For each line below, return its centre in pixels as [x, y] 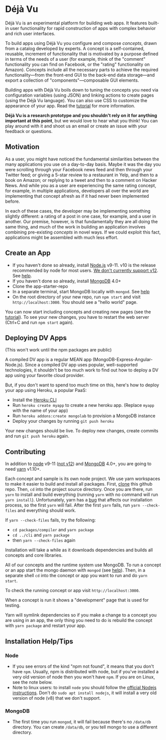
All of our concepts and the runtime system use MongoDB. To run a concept [83, 565]
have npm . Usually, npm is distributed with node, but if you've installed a [85, 671]
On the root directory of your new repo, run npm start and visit [76, 297]
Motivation [22, 147]
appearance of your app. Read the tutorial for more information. [70, 106]
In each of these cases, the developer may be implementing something [78, 211]
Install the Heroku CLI [35, 400]
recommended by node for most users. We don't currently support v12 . [85, 270]
